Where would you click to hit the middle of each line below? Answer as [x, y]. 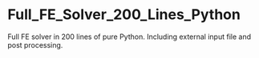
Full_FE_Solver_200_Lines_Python [124, 15]
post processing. [35, 44]
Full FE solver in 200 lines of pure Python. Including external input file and [129, 37]
